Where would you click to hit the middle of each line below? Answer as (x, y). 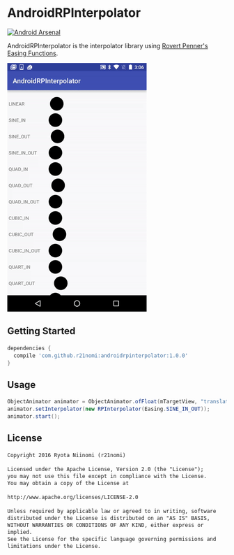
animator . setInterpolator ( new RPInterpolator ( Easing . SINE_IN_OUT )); (109, 409)
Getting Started (41, 331)
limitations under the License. (54, 546)
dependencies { (29, 348)
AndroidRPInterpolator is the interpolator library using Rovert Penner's (108, 45)
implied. (20, 532)
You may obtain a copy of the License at (68, 483)
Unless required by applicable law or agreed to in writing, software (112, 511)
